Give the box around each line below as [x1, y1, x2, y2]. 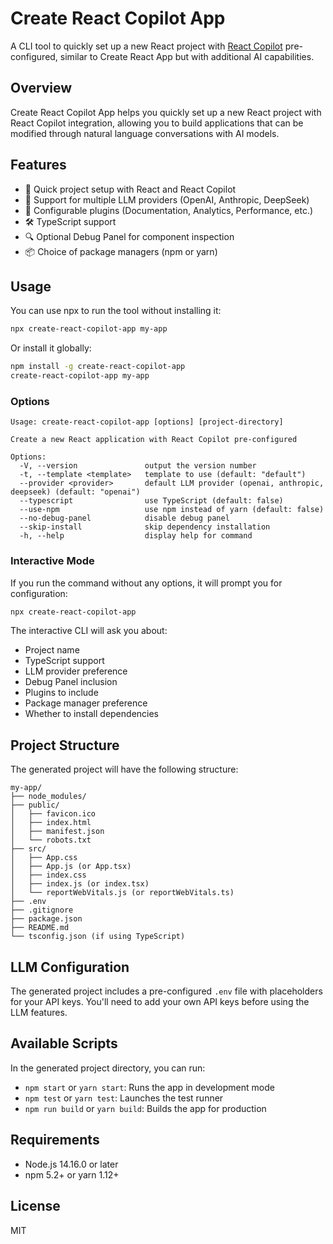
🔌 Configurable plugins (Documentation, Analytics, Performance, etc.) [24, 204, 314, 216]
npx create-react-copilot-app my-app [10, 324, 168, 334]
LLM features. [10, 1007, 68, 1019]
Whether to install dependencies [24, 708, 160, 720]
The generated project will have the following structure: [10, 763, 239, 776]
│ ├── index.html [10, 818, 92, 828]
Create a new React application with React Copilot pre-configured [10, 435, 298, 445]
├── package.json [10, 914, 83, 924]
